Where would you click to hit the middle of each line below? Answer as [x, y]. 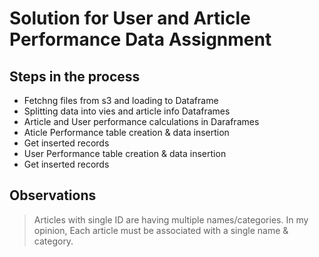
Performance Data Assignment [140, 39]
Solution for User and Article [130, 18]
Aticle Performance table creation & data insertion [126, 132]
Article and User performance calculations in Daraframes [141, 121]
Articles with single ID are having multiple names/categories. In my [171, 219]
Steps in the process [75, 76]
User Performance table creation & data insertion [125, 153]
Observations [53, 195]
